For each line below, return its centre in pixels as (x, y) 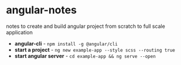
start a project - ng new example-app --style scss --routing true (95, 49)
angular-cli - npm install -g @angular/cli (66, 44)
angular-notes (41, 10)
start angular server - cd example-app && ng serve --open (85, 56)
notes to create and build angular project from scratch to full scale (86, 26)
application (20, 32)
